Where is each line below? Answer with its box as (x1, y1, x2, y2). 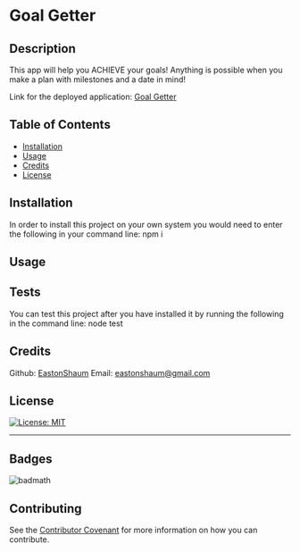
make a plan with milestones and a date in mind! (9, 74, 186, 85)
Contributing (9, 501, 82, 516)
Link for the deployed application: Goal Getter (9, 91, 177, 102)
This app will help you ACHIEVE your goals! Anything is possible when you (9, 64, 283, 75)
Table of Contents (9, 117, 112, 132)
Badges (9, 451, 53, 466)
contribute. (9, 534, 50, 545)
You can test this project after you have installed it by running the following (9, 308, 284, 319)
